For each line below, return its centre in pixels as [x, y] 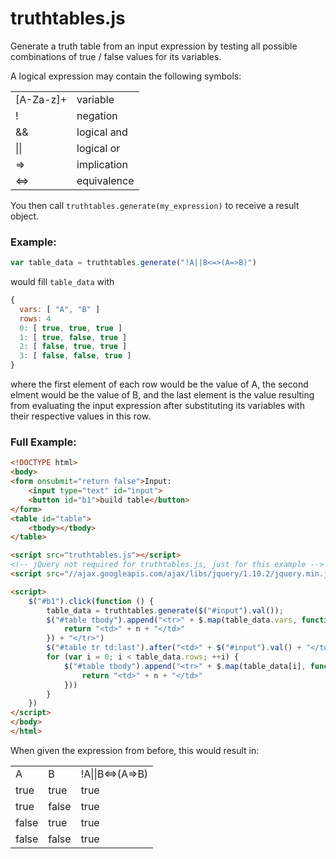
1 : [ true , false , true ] [73, 337]
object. [25, 216]
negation [97, 115]
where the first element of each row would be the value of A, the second [159, 384]
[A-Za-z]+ [41, 99]
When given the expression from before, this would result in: [135, 750]
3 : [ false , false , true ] [75, 356]
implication [102, 164]
